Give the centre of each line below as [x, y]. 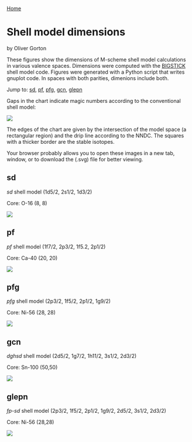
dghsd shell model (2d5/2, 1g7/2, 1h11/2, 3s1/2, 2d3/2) [72, 356]
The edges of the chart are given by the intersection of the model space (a [97, 129]
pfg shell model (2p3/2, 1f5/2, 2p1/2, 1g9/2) [59, 301]
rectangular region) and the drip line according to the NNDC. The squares [95, 135]
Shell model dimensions [66, 32]
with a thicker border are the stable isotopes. [61, 141]
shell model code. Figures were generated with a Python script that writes [96, 72]
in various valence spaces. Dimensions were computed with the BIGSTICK [96, 65]
